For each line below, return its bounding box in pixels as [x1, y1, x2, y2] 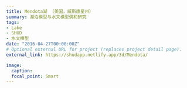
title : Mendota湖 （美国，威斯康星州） [6, 8, 94, 15]
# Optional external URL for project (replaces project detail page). [6, 47, 182, 52]
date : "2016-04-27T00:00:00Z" [6, 41, 80, 47]
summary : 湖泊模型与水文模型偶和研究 [6, 14, 87, 20]
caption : [11, 68, 33, 73]
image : [6, 62, 22, 68]
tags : [6, 19, 19, 25]
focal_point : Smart [11, 73, 59, 79]
